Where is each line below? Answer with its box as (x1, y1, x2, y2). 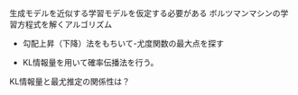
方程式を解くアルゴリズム (16, 19, 113, 30)
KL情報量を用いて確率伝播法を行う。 (22, 57, 159, 67)
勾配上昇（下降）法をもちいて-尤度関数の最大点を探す (22, 39, 224, 48)
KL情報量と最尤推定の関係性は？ (9, 76, 131, 87)
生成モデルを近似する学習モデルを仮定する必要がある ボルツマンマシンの (9, 8, 281, 18)
